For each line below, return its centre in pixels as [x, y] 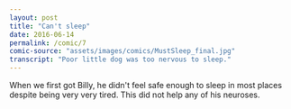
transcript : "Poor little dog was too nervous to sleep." [120, 59]
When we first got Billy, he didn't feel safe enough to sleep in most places [145, 85]
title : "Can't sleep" [50, 26]
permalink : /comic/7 [48, 43]
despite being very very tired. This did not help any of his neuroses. [135, 95]
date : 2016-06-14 [42, 34]
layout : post [34, 18]
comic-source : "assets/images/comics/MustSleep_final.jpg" [123, 51]
